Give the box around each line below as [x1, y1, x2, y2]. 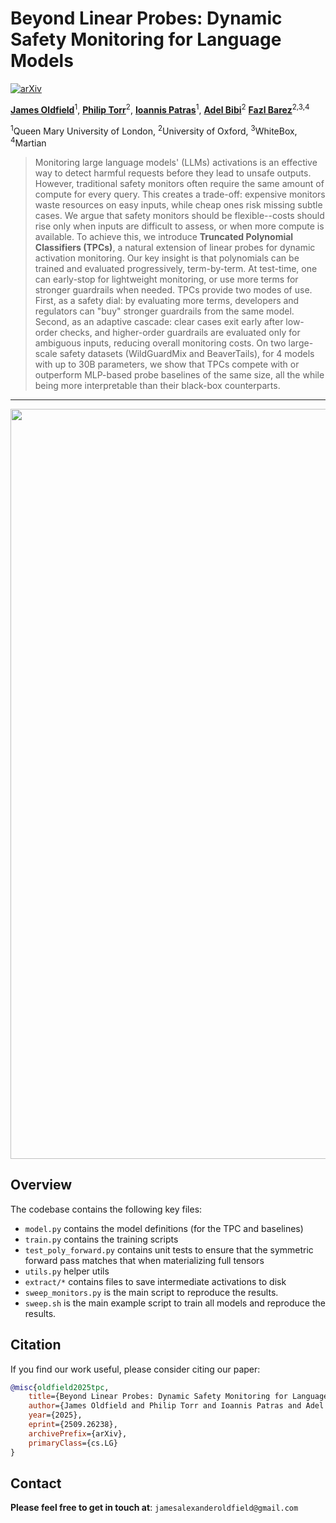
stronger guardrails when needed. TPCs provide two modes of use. [34, 283, 313, 296]
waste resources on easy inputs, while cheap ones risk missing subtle [34, 198, 323, 211]
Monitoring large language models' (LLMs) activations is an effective [34, 156, 318, 168]
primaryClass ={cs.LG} [28, 1438, 118, 1448]
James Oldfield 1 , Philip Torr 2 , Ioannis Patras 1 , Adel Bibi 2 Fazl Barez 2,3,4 [10, 102, 310, 116]
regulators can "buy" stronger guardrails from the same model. [34, 305, 295, 317]
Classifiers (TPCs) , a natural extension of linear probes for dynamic [34, 241, 316, 253]
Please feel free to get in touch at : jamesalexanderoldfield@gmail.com [10, 1502, 299, 1514]
